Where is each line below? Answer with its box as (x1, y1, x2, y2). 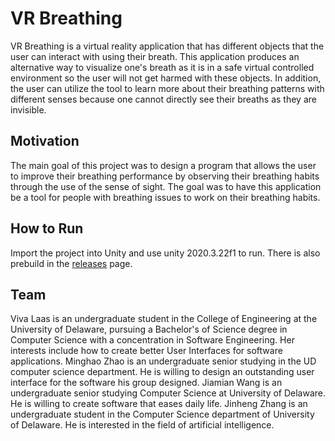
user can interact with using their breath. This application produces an (10, 50, 300, 62)
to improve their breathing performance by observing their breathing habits (10, 170, 320, 182)
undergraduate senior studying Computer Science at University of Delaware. (10, 387, 327, 399)
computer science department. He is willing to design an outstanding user (10, 366, 315, 378)
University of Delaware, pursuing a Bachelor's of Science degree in (10, 323, 288, 336)
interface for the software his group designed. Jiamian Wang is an (10, 377, 283, 389)
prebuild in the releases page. (10, 257, 133, 269)
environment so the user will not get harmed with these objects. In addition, (10, 72, 322, 84)
